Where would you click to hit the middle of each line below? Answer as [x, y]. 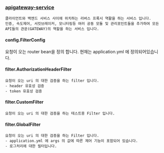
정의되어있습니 [144, 51]
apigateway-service [30, 7]
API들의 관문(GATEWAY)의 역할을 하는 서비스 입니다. [52, 29]
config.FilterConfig [25, 40]
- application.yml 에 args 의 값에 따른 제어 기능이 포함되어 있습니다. [72, 141]
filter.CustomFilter [24, 102]
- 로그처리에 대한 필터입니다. [31, 146]
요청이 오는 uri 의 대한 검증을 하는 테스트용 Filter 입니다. [60, 113]
